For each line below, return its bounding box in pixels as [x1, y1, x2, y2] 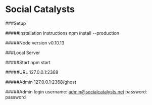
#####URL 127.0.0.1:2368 [5, 69, 59, 75]
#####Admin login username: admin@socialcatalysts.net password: [5, 88, 147, 94]
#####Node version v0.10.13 [5, 39, 65, 46]
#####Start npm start [5, 59, 50, 65]
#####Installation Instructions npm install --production [5, 30, 120, 36]
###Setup [5, 20, 26, 26]
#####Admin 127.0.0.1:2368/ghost [5, 79, 77, 85]
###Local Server [5, 49, 40, 56]
